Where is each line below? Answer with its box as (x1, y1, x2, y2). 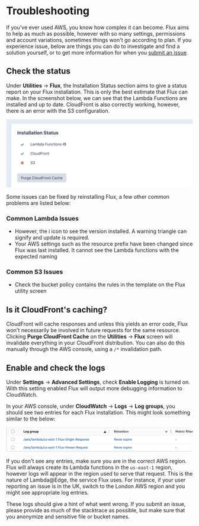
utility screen (14, 288, 47, 295)
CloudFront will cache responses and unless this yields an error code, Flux (6, 320, 188, 327)
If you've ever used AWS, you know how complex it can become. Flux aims (6, 24, 190, 31)
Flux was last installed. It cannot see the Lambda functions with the (14, 247, 179, 254)
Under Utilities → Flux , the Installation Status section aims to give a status (6, 82, 187, 89)
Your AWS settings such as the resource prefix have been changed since (14, 240, 193, 247)
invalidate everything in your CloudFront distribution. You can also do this (6, 339, 185, 346)
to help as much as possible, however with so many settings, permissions (6, 30, 185, 37)
